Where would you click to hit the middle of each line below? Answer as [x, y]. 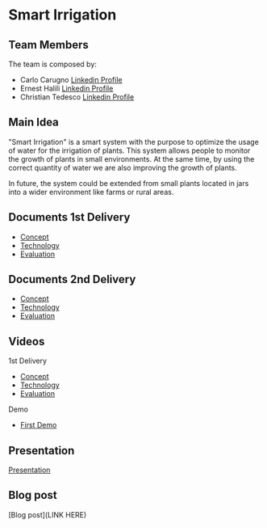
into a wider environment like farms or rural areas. [91, 192]
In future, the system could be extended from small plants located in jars [129, 183]
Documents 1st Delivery [69, 217]
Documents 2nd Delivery [72, 279]
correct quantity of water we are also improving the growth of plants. [123, 167]
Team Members [48, 45]
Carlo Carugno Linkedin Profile [71, 80]
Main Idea [33, 122]
